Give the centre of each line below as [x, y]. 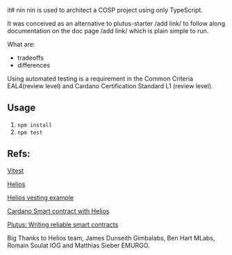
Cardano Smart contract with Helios [58, 211]
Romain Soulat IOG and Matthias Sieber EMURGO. [78, 245]
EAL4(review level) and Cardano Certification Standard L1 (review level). [110, 86]
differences [34, 65]
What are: [21, 44]
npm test [30, 132]
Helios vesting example [41, 197]
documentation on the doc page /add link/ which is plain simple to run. [108, 31]
